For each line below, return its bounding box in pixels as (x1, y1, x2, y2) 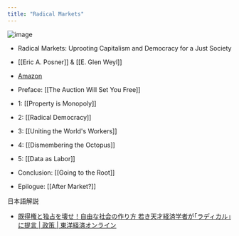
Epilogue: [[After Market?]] (17, 182, 96, 190)
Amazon (17, 71, 43, 80)
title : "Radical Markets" (7, 10, 84, 18)
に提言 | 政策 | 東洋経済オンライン (17, 220, 117, 229)
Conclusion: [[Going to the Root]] (17, 168, 115, 177)
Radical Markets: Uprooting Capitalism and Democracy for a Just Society (17, 43, 232, 52)
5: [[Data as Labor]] (17, 154, 76, 163)
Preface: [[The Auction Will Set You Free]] (17, 85, 141, 93)
